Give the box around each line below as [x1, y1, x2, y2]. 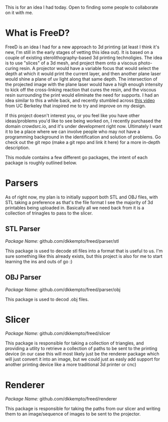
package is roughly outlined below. [5, 160, 78, 166]
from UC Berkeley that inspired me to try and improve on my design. [5, 103, 146, 109]
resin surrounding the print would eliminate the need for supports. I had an [5, 92, 159, 98]
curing [5, 65, 19, 71]
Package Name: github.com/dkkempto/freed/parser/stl [5, 238, 119, 244]
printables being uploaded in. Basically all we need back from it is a [5, 204, 144, 210]
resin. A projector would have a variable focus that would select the [19, 65, 159, 71]
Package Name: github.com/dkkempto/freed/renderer [5, 396, 117, 402]
